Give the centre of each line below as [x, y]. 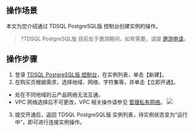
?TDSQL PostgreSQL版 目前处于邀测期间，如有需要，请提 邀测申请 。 [104, 39]
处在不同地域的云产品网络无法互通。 [59, 94]
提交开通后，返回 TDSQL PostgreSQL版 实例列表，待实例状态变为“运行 [101, 114]
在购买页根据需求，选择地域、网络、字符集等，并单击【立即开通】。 [97, 82]
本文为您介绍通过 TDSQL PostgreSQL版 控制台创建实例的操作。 [84, 26]
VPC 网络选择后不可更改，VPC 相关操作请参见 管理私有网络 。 [90, 102]
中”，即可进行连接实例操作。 [50, 122]
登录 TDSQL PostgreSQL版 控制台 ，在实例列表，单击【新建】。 [91, 74]
